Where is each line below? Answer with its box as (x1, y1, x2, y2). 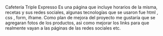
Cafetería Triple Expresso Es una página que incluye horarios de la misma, (5, 4, 158, 10)
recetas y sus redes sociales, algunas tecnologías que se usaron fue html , (5, 9, 159, 15)
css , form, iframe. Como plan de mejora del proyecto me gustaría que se (5, 15, 156, 20)
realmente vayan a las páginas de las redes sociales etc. (5, 25, 121, 31)
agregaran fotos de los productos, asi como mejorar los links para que (5, 20, 150, 26)
